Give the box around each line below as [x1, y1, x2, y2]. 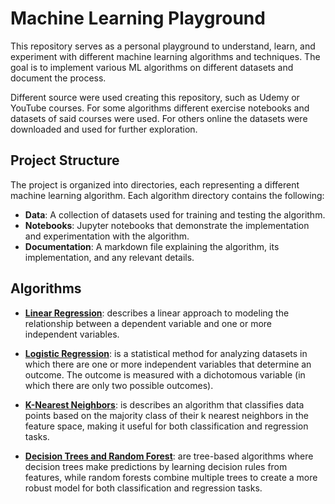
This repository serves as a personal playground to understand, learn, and [10, 40, 316, 52]
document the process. [10, 72, 107, 84]
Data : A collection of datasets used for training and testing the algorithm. [24, 208, 326, 221]
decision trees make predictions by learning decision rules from [24, 460, 288, 472]
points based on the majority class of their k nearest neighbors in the [24, 409, 309, 421]
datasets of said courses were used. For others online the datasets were [10, 112, 308, 124]
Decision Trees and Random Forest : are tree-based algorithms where [24, 450, 314, 462]
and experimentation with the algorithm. [24, 230, 190, 242]
